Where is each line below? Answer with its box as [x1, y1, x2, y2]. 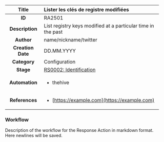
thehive [52, 79, 69, 86]
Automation [9, 79, 38, 86]
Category [12, 59, 35, 65]
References [9, 97, 38, 103]
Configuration [43, 59, 76, 65]
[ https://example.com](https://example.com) [52, 97, 155, 103]
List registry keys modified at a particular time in [43, 22, 154, 29]
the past [43, 29, 63, 35]
